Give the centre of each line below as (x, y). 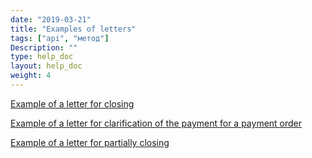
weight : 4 (31, 76)
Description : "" (44, 47)
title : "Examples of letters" (73, 29)
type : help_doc (42, 57)
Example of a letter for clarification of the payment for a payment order (156, 123)
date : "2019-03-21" (51, 19)
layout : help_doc (46, 66)
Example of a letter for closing (72, 103)
